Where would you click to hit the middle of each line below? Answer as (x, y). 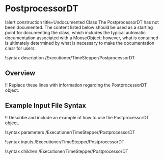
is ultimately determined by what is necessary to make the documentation (80, 43)
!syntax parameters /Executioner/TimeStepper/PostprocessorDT (70, 132)
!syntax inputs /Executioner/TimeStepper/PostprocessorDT (65, 142)
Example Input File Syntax (46, 106)
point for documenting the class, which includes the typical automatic (75, 32)
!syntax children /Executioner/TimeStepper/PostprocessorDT (67, 151)
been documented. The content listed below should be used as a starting (79, 27)
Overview (20, 73)
